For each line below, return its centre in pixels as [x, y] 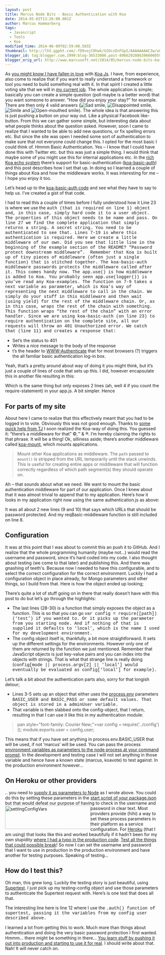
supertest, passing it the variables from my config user [76, 913]
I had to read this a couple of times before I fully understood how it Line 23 [81, 203]
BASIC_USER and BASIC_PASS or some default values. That [82, 699]
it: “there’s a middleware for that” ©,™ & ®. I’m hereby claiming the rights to [81, 434]
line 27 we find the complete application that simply [72, 223]
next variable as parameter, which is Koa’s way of [68, 287]
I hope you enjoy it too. [28, 178]
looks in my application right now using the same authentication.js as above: [82, 500]
